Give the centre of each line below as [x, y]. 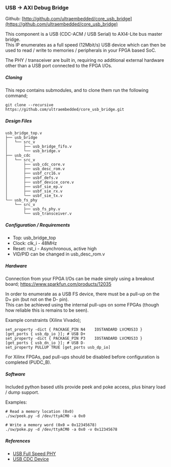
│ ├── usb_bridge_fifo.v [39, 147]
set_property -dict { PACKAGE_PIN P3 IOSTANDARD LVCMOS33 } [74, 339]
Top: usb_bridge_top [34, 238]
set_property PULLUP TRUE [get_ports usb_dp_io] [58, 347]
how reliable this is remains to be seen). [47, 310]
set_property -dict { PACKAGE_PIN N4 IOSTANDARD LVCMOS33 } [74, 330]
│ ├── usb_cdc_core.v [35, 165]
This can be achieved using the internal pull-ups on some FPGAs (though [82, 305]
